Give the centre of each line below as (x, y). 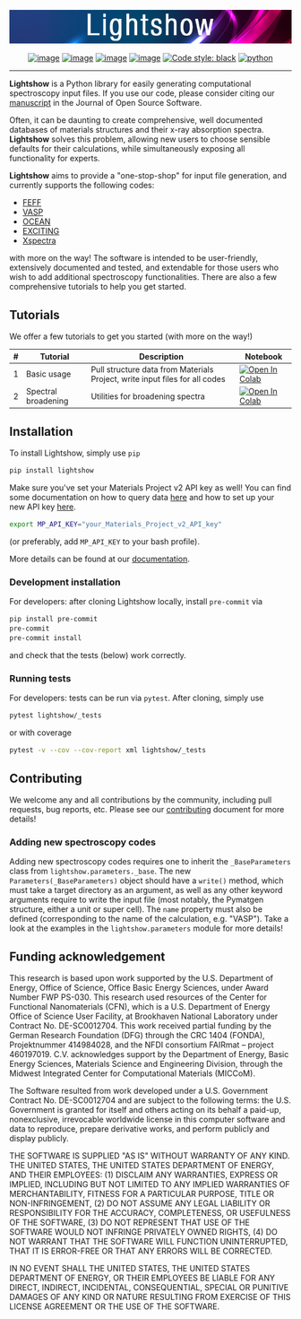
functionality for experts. (55, 159)
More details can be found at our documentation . (100, 559)
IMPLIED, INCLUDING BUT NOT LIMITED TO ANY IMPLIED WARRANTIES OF (150, 1184)
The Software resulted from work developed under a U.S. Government (139, 1091)
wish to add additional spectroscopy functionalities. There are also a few (143, 277)
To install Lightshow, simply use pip (75, 453)
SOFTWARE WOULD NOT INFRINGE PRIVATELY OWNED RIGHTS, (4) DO (143, 1232)
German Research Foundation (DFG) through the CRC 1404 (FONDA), (138, 1036)
